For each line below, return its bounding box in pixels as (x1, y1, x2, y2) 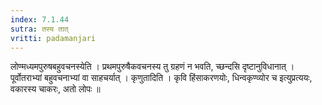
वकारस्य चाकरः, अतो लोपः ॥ (10, 83, 101, 95)
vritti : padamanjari (10, 33, 97, 43)
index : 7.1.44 (10, 14, 70, 25)
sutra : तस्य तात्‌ (10, 24, 69, 34)
